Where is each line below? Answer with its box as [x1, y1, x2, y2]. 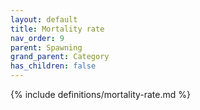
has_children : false [10, 61, 97, 71]
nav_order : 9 [10, 33, 65, 43]
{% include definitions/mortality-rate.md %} [10, 89, 191, 100]
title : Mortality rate [10, 24, 105, 34]
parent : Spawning [10, 42, 83, 53]
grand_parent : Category [10, 52, 110, 62]
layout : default [10, 14, 78, 25]
